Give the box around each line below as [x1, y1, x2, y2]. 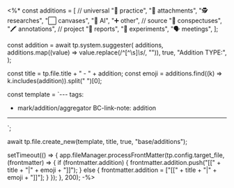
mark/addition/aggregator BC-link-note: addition [17, 104, 157, 112]
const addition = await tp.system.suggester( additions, [7, 41, 164, 49]
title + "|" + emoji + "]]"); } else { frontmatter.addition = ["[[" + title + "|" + [7, 166, 217, 174]
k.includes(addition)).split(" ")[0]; [7, 77, 102, 85]
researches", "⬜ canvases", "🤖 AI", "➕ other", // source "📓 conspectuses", [7, 17, 223, 24]
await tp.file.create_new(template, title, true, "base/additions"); [7, 138, 188, 145]
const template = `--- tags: [7, 90, 84, 99]
